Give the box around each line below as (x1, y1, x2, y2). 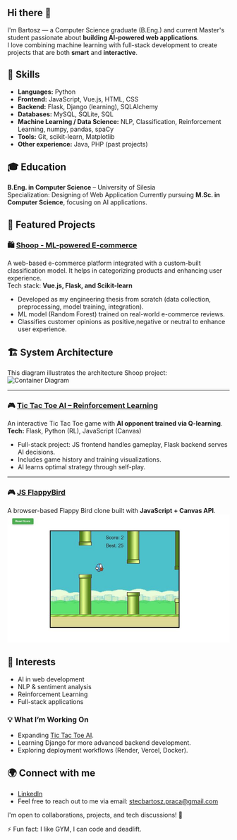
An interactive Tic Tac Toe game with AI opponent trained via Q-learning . (7, 419, 223, 428)
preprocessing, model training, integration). (17, 302, 144, 311)
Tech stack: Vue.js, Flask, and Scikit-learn (7, 281, 133, 290)
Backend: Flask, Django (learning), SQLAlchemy (17, 102, 159, 111)
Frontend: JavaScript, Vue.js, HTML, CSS (17, 94, 139, 103)
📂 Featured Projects (7, 218, 96, 230)
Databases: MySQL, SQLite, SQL (17, 110, 114, 118)
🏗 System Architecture (7, 346, 114, 358)
